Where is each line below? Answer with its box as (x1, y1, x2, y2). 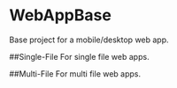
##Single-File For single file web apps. (9, 51, 150, 62)
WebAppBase (9, 5, 112, 26)
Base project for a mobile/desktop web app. (9, 34, 170, 45)
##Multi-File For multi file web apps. (9, 68, 142, 79)
